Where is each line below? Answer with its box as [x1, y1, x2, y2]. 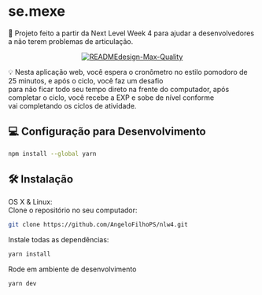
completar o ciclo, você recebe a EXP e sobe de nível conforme [8, 93, 215, 102]
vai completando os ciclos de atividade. [8, 101, 137, 110]
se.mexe [8, 2, 65, 20]
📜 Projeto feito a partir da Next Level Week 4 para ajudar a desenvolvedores [8, 28, 254, 38]
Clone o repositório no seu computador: [8, 205, 138, 215]
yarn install [8, 250, 51, 258]
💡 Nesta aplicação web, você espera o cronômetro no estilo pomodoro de [8, 67, 248, 76]
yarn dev [8, 280, 37, 288]
